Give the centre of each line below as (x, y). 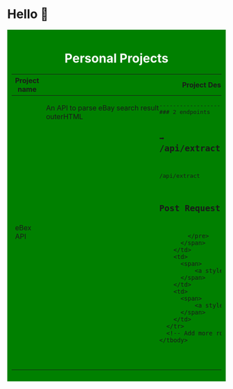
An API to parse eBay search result (103, 108)
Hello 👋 (28, 14)
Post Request (190, 208)
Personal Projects (116, 59)
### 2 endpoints (185, 111)
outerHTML (64, 116)
